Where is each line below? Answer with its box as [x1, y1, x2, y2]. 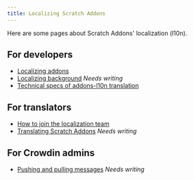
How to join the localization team [16, 120, 110, 128]
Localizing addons [16, 67, 69, 76]
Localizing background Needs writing [16, 74, 123, 82]
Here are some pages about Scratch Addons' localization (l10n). [7, 29, 188, 37]
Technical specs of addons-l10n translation [16, 82, 139, 90]
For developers [7, 49, 73, 60]
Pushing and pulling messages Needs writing [16, 166, 145, 174]
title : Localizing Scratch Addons [7, 10, 106, 17]
